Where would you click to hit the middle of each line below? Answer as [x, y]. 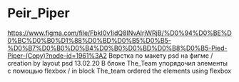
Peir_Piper [39, 13]
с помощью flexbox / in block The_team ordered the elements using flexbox [119, 71]
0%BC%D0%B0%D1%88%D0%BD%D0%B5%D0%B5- [89, 40]
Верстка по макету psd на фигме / [161, 56]
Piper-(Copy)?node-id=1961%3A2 [57, 56]
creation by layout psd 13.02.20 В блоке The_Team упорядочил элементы [118, 63]
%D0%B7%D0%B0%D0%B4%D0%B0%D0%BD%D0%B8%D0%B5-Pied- [117, 48]
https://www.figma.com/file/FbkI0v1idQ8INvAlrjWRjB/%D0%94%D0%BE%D [119, 33]
